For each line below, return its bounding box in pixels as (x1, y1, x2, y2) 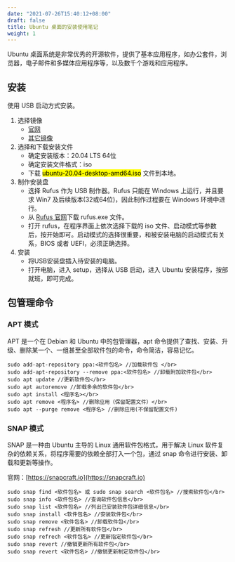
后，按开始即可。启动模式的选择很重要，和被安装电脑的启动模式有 (27, 230, 219, 239)
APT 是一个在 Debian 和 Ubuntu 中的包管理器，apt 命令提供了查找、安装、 (7, 336, 222, 345)
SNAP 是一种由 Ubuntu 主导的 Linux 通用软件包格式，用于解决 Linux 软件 (7, 440, 218, 450)
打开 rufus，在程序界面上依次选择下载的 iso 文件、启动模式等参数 (27, 222, 217, 230)
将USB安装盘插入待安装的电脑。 (27, 257, 121, 266)
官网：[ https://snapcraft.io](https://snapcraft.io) (7, 473, 146, 482)
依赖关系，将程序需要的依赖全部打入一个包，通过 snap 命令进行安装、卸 (19, 450, 228, 458)
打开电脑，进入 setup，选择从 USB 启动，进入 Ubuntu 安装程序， (27, 266, 216, 274)
